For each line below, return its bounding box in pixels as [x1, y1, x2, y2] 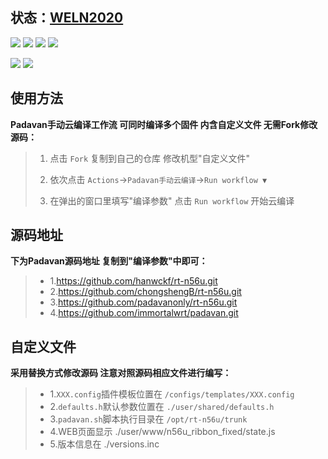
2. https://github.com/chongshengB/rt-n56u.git [49, 286, 242, 298]
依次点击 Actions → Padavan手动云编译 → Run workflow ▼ [49, 173, 268, 185]
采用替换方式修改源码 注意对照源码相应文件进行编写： [10, 367, 232, 379]
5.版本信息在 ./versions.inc [49, 438, 160, 450]
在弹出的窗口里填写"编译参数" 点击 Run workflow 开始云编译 [49, 194, 295, 207]
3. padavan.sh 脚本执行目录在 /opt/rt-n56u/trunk [49, 413, 248, 425]
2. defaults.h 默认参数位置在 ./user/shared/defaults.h [49, 401, 275, 413]
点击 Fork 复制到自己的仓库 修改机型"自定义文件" [49, 152, 251, 164]
